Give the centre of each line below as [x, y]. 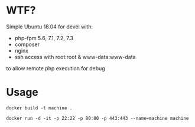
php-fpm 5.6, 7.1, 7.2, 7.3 [44, 38]
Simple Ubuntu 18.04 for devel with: [50, 27]
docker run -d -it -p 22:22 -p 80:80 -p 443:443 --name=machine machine [97, 118]
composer [27, 44]
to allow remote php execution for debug [56, 68]
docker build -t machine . [39, 108]
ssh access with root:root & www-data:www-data [75, 57]
